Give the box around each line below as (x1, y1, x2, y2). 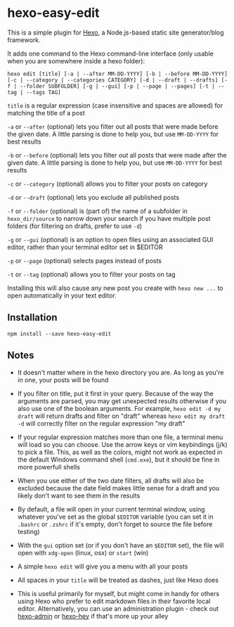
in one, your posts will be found (17, 375, 109, 384)
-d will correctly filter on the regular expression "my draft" (17, 419, 186, 427)
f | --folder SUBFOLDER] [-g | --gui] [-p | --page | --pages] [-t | (7, 82, 216, 89)
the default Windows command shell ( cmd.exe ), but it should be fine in (17, 455, 220, 464)
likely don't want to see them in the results (17, 491, 141, 500)
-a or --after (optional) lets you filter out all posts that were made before (7, 122, 219, 131)
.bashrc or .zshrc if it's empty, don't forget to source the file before (17, 519, 213, 528)
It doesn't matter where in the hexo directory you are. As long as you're (17, 368, 224, 376)
